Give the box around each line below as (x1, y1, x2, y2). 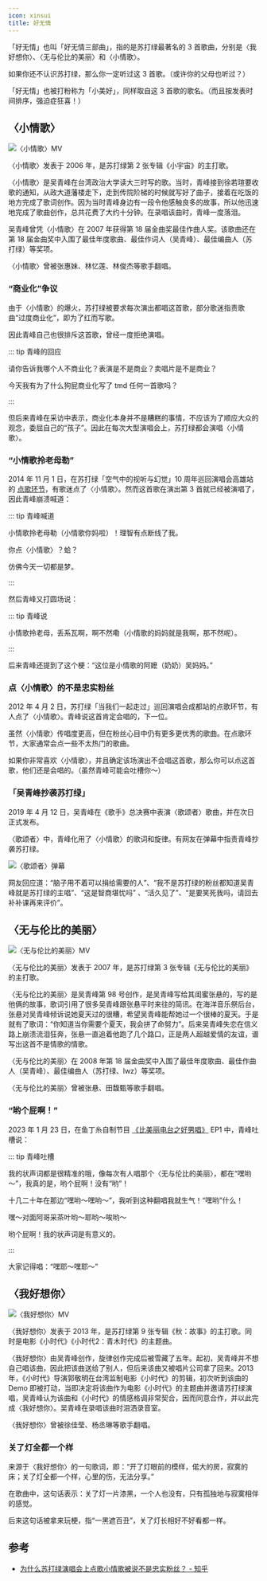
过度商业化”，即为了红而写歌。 (18, 312, 119, 323)
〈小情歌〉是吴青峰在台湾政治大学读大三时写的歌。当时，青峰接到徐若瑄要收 (8, 178, 259, 187)
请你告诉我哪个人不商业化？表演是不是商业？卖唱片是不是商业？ (8, 363, 217, 373)
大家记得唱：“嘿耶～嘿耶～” (8, 1262, 99, 1271)
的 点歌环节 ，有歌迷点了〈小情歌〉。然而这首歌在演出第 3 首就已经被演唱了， (8, 483, 259, 494)
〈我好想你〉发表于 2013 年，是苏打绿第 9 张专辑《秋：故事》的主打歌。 (8, 1327, 246, 1336)
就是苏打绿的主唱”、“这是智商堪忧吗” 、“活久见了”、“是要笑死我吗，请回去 (14, 887, 258, 897)
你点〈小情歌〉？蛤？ (8, 545, 78, 554)
